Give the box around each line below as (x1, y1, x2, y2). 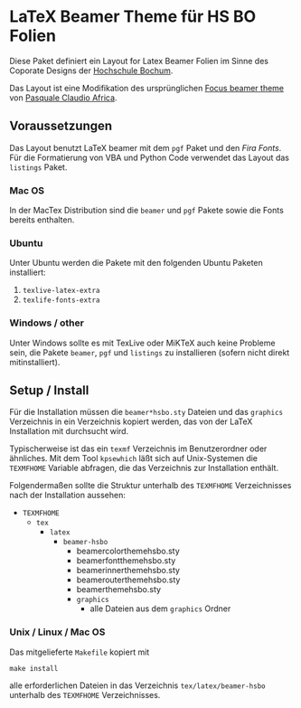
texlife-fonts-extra (22, 296, 100, 305)
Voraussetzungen (9, 118, 113, 134)
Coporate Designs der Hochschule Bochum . (9, 65, 174, 76)
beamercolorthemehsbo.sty (76, 545, 181, 557)
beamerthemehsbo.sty (76, 584, 161, 595)
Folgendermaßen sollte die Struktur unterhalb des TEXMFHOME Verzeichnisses (9, 480, 292, 491)
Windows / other (9, 316, 84, 329)
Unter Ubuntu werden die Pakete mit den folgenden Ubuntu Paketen (9, 258, 264, 269)
